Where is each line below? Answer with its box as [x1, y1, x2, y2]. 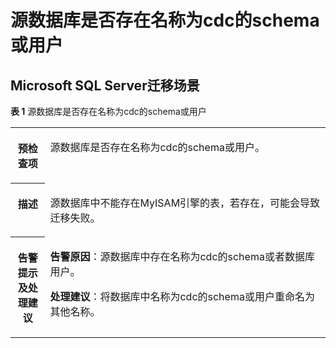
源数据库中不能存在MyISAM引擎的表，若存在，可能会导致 [49, 196, 321, 210]
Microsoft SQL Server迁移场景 [10, 77, 200, 94]
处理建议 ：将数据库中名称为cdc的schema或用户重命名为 [49, 289, 315, 303]
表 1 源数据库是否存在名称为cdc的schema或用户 [10, 106, 207, 117]
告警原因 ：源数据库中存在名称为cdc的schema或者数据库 [49, 249, 315, 263]
